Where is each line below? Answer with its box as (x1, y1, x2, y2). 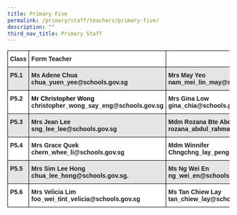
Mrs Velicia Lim (31, 188, 76, 196)
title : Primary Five (7, 10, 68, 18)
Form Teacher (31, 55, 72, 63)
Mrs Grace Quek (31, 142, 79, 149)
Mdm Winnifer (168, 142, 209, 149)
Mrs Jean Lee (31, 118, 71, 126)
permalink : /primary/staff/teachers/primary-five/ (7, 17, 159, 24)
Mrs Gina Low (168, 94, 209, 103)
